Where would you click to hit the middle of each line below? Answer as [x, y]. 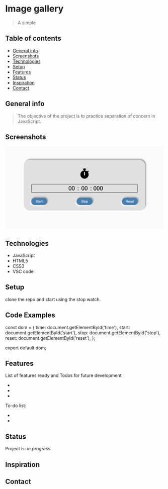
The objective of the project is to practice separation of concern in [86, 116]
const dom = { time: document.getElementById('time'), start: [68, 327]
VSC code [23, 271]
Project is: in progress [28, 449]
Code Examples [30, 315]
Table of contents [33, 38]
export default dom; [26, 348]
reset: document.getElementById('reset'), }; [50, 338]
